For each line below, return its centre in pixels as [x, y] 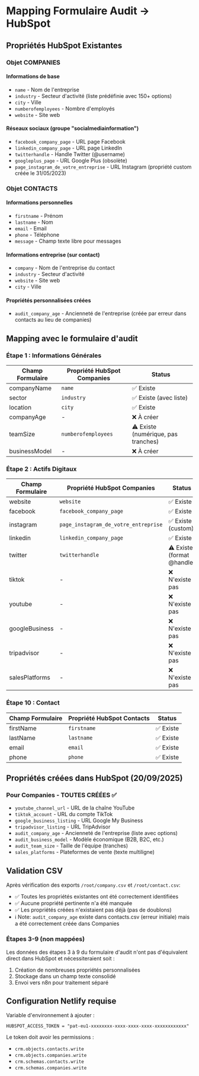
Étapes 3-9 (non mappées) [45, 939]
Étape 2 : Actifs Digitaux [41, 469]
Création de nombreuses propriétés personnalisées [77, 970]
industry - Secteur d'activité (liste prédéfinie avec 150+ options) [93, 96]
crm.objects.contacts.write [49, 1049]
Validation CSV [35, 871]
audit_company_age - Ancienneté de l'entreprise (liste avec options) [96, 833]
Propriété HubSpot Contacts [109, 718]
